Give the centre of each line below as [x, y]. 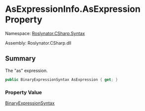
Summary [20, 59]
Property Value [24, 92]
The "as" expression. [26, 70]
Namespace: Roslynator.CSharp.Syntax [45, 33]
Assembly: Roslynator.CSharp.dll [38, 43]
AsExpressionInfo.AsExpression [73, 9]
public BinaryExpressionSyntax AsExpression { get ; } [62, 80]
